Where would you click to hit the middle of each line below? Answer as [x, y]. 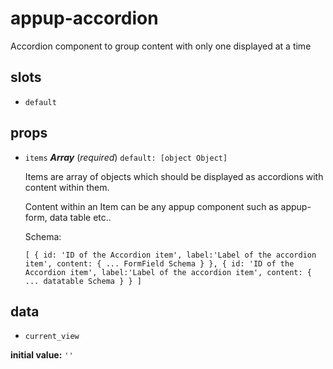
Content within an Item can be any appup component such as [151, 206]
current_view [52, 337]
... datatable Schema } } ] [83, 281]
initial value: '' [42, 355]
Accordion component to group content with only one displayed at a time [161, 46]
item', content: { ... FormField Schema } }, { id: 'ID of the [159, 263]
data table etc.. [80, 217]
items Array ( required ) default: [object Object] [126, 157]
